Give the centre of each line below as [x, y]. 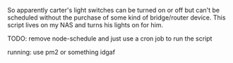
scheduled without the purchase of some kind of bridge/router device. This [116, 17]
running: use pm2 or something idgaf [61, 52]
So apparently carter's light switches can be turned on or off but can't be [114, 10]
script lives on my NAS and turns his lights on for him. [85, 25]
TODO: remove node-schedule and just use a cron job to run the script [110, 38]
